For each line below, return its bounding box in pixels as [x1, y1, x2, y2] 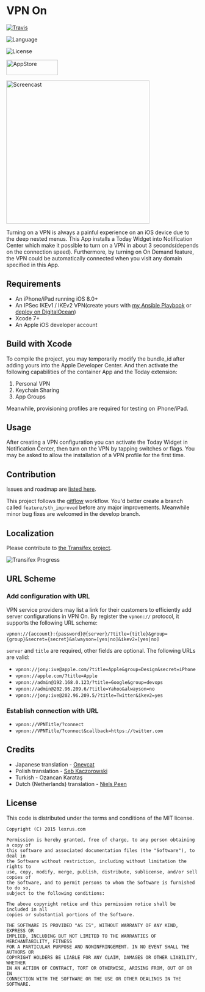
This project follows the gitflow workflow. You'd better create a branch [6, 498, 183, 505]
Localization [6, 528, 54, 538]
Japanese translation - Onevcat [15, 760, 95, 768]
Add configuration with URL [6, 592, 90, 601]
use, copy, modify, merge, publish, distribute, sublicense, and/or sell [6, 869, 198, 875]
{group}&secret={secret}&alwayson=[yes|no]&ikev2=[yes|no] [6, 636, 160, 642]
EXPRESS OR [6, 927, 34, 934]
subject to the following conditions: [6, 890, 105, 896]
